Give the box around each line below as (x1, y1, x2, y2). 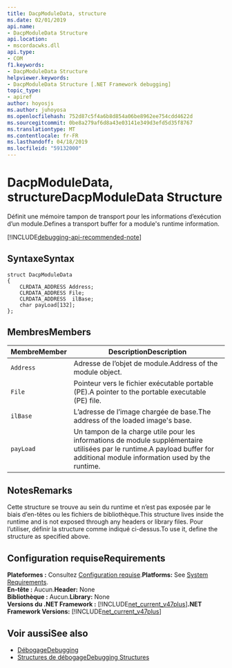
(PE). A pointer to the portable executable (73, 387, 206, 397)
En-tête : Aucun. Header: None (7, 585, 95, 594)
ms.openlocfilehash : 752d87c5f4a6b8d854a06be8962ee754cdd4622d (7, 113, 193, 120)
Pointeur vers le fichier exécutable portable (73, 378, 214, 388)
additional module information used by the (73, 452, 211, 462)
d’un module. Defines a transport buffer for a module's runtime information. (7, 219, 220, 228)
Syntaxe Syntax (7, 253, 75, 265)
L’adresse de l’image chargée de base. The (73, 407, 211, 417)
